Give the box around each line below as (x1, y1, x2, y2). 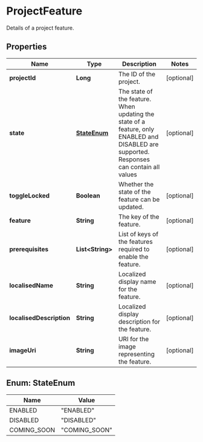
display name (118, 277, 156, 286)
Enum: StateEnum (6, 378, 76, 388)
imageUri (9, 346, 36, 354)
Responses (118, 155, 150, 164)
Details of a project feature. (6, 24, 74, 31)
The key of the (118, 213, 159, 221)
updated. (118, 202, 144, 211)
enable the (118, 252, 149, 261)
